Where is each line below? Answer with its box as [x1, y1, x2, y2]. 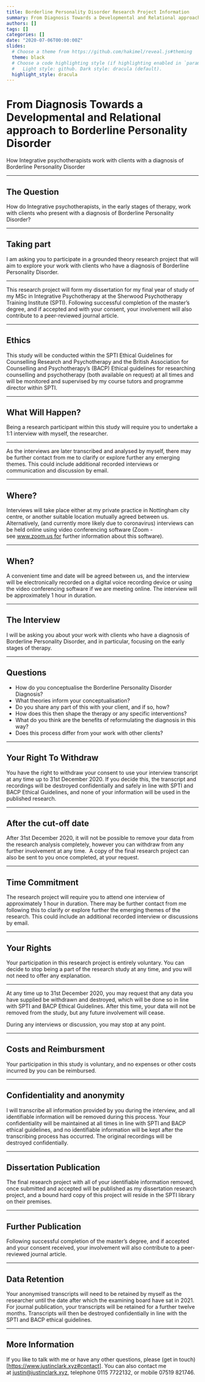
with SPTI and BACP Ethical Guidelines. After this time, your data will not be [6, 1002, 196, 1010]
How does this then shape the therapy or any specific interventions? [15, 709, 187, 717]
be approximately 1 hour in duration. [6, 592, 96, 599]
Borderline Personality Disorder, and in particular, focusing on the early [6, 637, 185, 645]
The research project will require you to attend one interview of [6, 894, 165, 901]
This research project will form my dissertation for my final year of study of [6, 286, 195, 293]
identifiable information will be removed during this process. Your [6, 1113, 171, 1120]
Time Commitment [6, 877, 79, 888]
